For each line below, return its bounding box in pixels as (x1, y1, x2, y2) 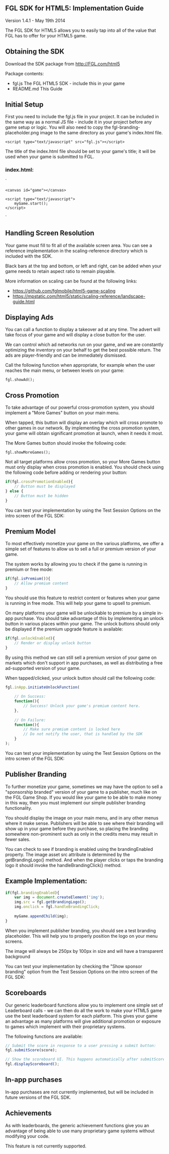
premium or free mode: (5, 566, 53, 572)
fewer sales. (5, 836, 31, 842)
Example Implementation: (5, 877, 88, 886)
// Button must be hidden (14, 493, 69, 498)
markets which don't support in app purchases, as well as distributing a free (5, 659, 163, 666)
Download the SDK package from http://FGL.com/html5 (5, 61, 120, 67)
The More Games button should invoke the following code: (5, 440, 127, 446)
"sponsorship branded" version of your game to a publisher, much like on (5, 789, 157, 795)
